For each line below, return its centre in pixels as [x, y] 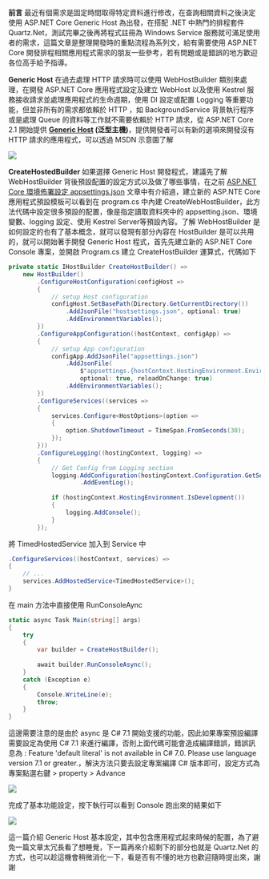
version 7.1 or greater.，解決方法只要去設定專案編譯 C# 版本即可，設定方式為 [134, 763]
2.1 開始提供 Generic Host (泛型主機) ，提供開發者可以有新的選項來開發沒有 [131, 130]
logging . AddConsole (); [103, 512]
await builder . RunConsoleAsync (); [94, 665]
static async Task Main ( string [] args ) [75, 620]
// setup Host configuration [100, 297]
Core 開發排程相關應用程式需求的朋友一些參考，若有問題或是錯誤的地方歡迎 [133, 52]
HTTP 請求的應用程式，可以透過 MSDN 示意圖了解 [91, 140]
